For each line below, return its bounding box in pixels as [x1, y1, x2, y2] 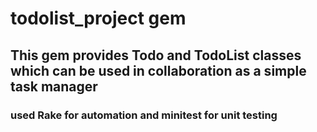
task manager [10, 78, 98, 95]
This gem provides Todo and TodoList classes [10, 47, 302, 64]
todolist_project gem [10, 7, 187, 30]
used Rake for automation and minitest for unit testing [10, 108, 278, 122]
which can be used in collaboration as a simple [10, 62, 307, 79]
